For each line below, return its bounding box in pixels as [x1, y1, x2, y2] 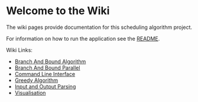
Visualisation [14, 89, 46, 96]
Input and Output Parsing [14, 83, 76, 90]
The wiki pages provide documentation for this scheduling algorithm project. [6, 24, 193, 31]
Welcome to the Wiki [6, 4, 110, 18]
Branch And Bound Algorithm [14, 58, 86, 65]
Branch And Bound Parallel [14, 64, 80, 71]
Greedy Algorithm [14, 77, 59, 84]
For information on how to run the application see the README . [6, 35, 160, 42]
